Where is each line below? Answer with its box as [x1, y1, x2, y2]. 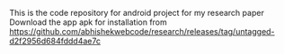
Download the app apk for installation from [9, 17, 168, 27]
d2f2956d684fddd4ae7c [9, 35, 102, 46]
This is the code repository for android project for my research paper [9, 8, 265, 18]
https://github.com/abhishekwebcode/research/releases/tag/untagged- [9, 27, 276, 36]
